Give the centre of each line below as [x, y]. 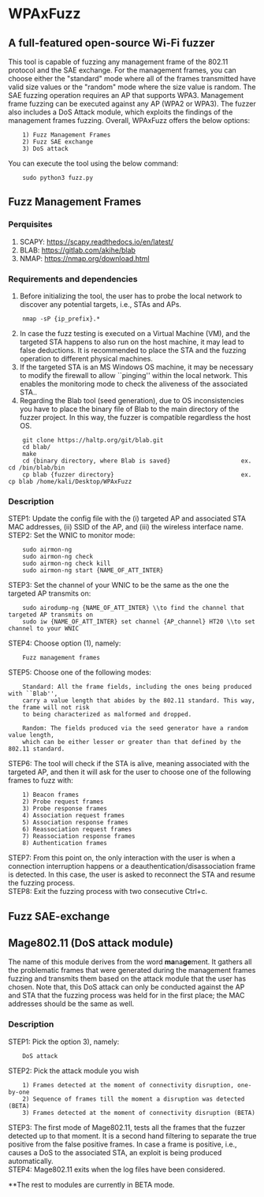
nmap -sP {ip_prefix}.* [61, 319]
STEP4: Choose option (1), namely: [65, 643]
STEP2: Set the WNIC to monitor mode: [72, 535]
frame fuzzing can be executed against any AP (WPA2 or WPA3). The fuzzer [132, 104]
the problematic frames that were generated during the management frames [132, 971]
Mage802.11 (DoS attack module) [91, 943]
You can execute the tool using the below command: [93, 163]
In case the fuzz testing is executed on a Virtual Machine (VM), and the [135, 333]
